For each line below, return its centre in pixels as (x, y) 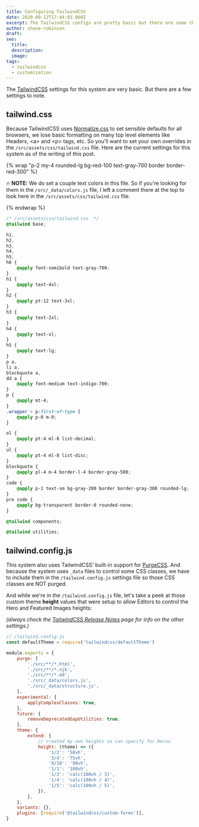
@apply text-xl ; (37, 334)
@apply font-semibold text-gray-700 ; (63, 268)
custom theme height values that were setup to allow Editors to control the (97, 602)
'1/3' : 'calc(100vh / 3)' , (82, 775)
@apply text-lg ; (37, 351)
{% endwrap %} (26, 208)
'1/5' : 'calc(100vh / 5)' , (82, 785)
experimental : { (37, 697)
